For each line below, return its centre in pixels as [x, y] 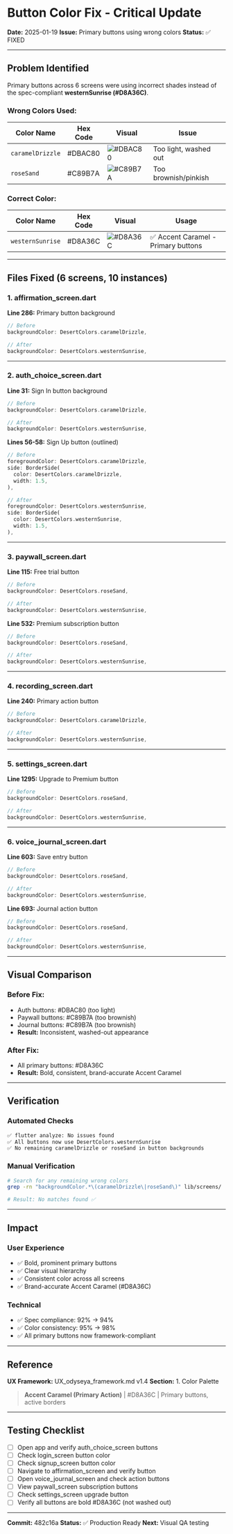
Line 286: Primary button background [61, 313]
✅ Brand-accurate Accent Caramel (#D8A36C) [84, 1286]
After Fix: [23, 1050]
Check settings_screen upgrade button [73, 1494]
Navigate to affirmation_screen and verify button [86, 1471]
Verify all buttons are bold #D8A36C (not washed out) [94, 1503]
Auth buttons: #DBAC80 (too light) [66, 1010]
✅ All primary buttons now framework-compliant [86, 1336]
